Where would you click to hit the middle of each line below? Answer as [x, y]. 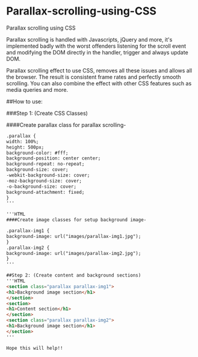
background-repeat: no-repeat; [45, 164]
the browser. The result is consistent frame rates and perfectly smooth [94, 77]
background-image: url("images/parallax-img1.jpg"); [74, 236]
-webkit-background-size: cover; [48, 175]
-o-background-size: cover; [42, 186]
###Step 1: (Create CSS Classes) [47, 113]
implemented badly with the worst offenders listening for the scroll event [96, 46]
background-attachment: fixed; [45, 192]
